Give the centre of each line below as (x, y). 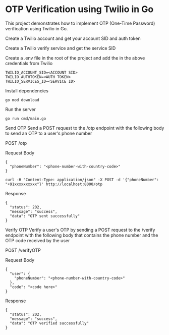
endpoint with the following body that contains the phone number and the (82, 235)
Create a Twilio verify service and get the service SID (61, 48)
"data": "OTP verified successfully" (49, 323)
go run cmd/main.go (26, 119)
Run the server (21, 109)
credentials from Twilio (29, 63)
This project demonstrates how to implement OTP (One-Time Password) (80, 23)
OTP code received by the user (38, 240)
